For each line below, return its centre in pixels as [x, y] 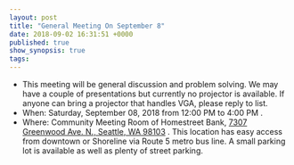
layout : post [33, 17]
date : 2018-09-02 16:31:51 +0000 [71, 34]
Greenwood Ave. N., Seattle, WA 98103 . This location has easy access [152, 132]
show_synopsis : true [48, 51]
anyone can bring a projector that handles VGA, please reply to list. [145, 103]
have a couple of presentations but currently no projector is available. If [153, 94]
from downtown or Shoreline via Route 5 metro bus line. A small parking [154, 141]
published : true [39, 42]
